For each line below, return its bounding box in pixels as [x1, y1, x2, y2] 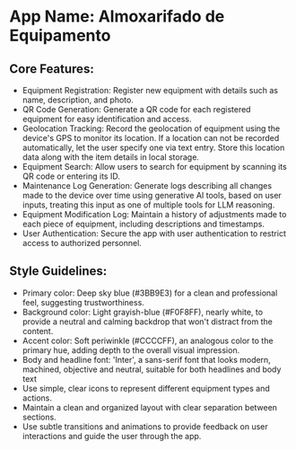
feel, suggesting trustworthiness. [22, 296, 145, 307]
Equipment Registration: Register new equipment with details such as [22, 85, 278, 95]
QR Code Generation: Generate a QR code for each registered [22, 104, 251, 114]
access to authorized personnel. [22, 238, 142, 248]
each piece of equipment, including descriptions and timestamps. [22, 218, 265, 229]
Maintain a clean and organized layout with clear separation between [22, 401, 278, 412]
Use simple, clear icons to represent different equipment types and [22, 383, 271, 393]
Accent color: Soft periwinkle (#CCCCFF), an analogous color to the [22, 335, 274, 346]
